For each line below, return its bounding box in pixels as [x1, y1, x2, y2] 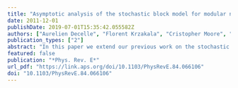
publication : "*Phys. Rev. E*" [7, 57, 100, 64]
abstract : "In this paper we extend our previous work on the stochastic [7, 43, 230, 50]
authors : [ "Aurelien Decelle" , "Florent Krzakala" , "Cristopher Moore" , [7, 30, 227, 38]
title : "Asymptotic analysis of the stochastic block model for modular [7, 10, 227, 18]
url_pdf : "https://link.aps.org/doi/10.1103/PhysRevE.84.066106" [7, 63, 204, 70]
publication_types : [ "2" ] [7, 37, 84, 44]
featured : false [7, 50, 55, 57]
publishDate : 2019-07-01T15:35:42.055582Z [7, 23, 135, 31]
